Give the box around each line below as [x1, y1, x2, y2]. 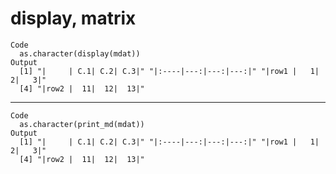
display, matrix [10, 7, 137, 30]
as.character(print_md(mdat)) [19, 119, 145, 129]
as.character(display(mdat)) [19, 48, 141, 59]
